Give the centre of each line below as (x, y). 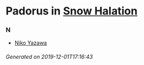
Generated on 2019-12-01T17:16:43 (49, 57)
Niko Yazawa (31, 43)
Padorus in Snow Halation (72, 11)
